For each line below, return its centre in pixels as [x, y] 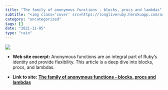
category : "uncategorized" [33, 19]
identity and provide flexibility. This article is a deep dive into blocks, [83, 62]
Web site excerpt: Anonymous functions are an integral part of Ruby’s [85, 56]
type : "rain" [19, 33]
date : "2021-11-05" [25, 28]
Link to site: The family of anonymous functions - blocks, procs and [84, 77]
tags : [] [14, 24]
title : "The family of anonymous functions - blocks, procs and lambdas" [84, 10]
